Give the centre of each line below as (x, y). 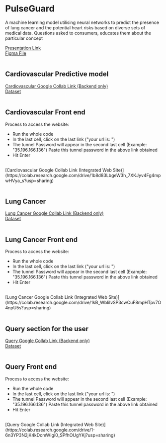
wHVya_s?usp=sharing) (29, 180)
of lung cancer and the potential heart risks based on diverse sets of (75, 27)
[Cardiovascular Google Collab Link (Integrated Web (58, 170)
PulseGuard (30, 9)
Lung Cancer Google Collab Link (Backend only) (54, 213)
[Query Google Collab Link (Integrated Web (49, 424)
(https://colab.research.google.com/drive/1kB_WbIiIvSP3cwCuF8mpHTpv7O (83, 303)
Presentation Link (23, 48)
